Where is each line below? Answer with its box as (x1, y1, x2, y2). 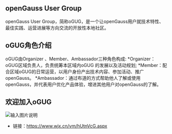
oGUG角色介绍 (5, 41, 52, 50)
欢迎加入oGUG (5, 98, 52, 106)
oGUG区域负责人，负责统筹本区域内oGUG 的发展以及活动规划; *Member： (5, 62, 163, 68)
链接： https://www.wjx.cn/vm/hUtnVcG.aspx (12, 123, 108, 129)
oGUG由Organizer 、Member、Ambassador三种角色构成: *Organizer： (5, 56, 156, 62)
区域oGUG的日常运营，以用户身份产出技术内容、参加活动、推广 (9, 69, 144, 75)
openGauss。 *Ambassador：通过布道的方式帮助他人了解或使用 (5, 75, 141, 81)
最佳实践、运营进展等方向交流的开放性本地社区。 (5, 25, 109, 31)
